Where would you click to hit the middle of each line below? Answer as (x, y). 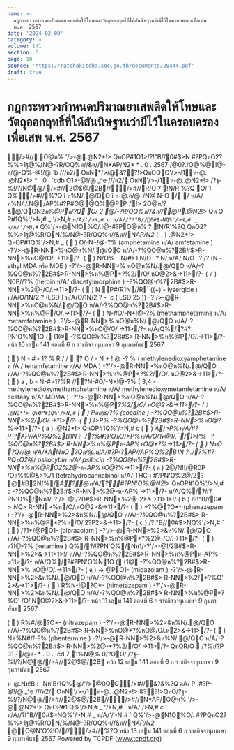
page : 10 (20, 59)
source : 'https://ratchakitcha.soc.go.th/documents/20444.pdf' (101, 66)
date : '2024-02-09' (36, 33)
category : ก (24, 40)
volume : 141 (24, 46)
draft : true (24, 72)
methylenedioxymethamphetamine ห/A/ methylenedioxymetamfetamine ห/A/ (117, 389)
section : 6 (23, 53)
